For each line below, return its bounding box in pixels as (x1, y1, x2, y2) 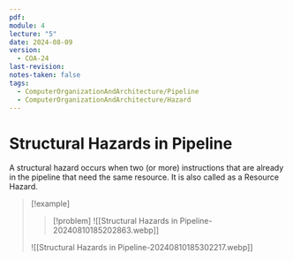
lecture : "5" (9, 29, 57, 38)
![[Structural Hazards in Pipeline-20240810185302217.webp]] (30, 242, 253, 253)
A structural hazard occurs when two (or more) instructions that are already (9, 163, 284, 173)
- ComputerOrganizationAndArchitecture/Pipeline (17, 87, 199, 96)
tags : (9, 79, 29, 88)
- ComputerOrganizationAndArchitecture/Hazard (17, 95, 192, 104)
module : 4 (9, 21, 46, 30)
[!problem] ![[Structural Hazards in (52, 216, 178, 226)
